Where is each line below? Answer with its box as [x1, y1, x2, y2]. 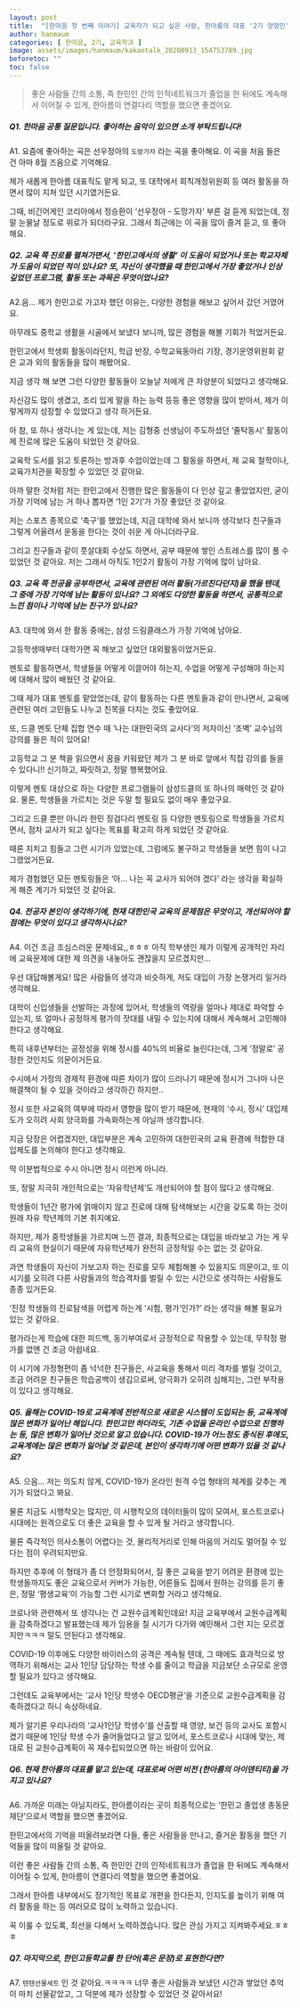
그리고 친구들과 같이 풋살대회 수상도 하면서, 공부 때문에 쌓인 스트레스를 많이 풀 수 [9, 545, 289, 555]
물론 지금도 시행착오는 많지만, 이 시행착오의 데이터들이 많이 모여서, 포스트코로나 [9, 1505, 285, 1516]
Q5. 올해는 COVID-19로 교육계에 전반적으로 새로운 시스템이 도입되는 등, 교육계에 [9, 1407, 287, 1418]
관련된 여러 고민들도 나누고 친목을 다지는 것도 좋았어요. [9, 703, 199, 714]
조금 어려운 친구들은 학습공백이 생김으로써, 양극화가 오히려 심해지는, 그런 [9, 1373, 261, 1384]
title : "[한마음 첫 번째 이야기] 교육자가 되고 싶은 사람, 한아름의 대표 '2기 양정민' [9, 21, 290, 30]
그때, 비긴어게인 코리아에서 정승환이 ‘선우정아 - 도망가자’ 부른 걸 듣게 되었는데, [9, 206, 280, 217]
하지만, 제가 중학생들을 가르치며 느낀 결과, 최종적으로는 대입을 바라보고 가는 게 [9, 1231, 280, 1242]
